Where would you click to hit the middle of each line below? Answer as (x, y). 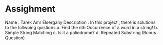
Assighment (30, 9)
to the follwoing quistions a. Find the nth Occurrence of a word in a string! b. (82, 27)
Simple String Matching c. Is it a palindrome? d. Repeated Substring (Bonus (81, 32)
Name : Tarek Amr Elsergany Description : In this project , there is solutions (80, 22)
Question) (15, 38)
